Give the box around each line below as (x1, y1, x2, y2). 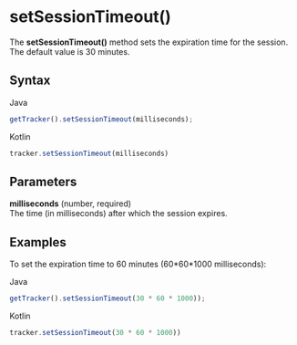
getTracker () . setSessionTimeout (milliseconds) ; (9, 114, 194, 124)
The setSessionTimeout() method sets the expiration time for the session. (9, 37, 289, 47)
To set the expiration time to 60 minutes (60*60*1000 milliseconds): (9, 258, 267, 270)
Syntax (9, 73, 51, 89)
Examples (9, 235, 67, 250)
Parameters (9, 173, 77, 189)
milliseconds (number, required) (9, 198, 132, 209)
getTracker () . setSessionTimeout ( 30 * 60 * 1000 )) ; (9, 294, 206, 303)
